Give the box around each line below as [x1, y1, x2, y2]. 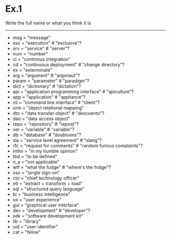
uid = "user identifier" [12, 223, 59, 229]
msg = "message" [12, 34, 51, 41]
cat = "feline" [12, 229, 41, 235]
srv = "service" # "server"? [12, 45, 70, 51]
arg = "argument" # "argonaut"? [12, 72, 80, 78]
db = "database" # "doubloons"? [12, 132, 81, 138]
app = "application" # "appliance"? [12, 94, 86, 100]
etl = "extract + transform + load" [12, 180, 83, 186]
